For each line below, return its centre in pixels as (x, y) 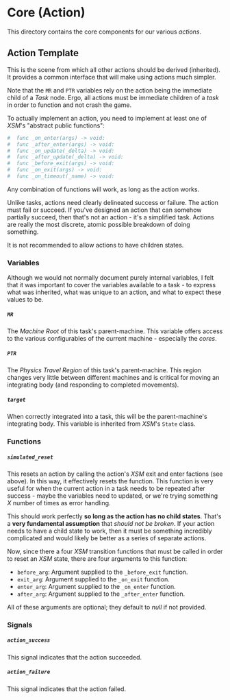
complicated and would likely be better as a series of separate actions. (107, 538)
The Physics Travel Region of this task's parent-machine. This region (104, 370)
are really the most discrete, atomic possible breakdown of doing (99, 224)
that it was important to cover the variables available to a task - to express (112, 285)
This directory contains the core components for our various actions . (104, 32)
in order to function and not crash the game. (69, 105)
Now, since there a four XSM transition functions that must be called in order (115, 551)
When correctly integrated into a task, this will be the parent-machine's (107, 417)
